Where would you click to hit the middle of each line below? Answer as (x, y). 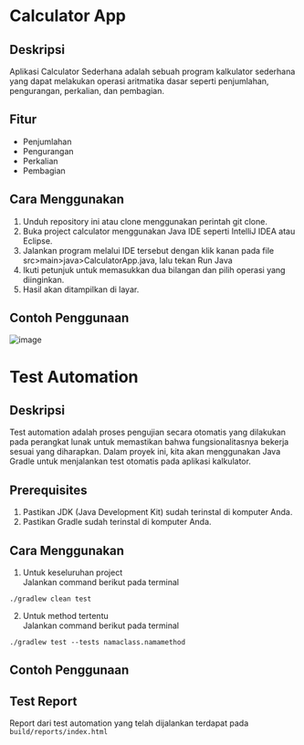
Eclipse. (37, 241)
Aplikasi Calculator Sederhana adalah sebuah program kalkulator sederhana (152, 71)
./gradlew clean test (51, 599)
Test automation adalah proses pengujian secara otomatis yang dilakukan (147, 432)
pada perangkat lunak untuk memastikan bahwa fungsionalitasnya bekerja (149, 442)
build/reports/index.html (58, 732)
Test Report (43, 701)
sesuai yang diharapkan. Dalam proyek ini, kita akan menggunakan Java (145, 452)
